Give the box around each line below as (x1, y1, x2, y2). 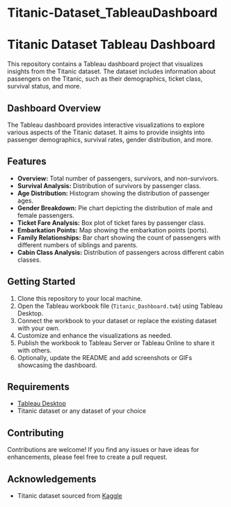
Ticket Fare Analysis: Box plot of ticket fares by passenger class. (17, 218, 206, 227)
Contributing (7, 427, 64, 439)
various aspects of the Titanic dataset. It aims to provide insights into (7, 127, 205, 136)
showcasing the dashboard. (17, 361, 97, 369)
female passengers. (17, 211, 74, 219)
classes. (17, 256, 42, 264)
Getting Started (7, 276, 76, 288)
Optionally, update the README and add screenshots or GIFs (17, 353, 193, 361)
